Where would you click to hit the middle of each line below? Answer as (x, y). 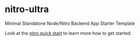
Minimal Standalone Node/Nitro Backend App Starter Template (70, 23)
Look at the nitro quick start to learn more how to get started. (68, 33)
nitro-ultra (27, 9)
